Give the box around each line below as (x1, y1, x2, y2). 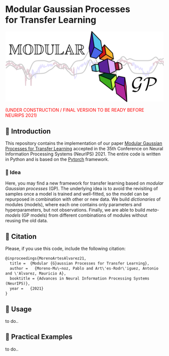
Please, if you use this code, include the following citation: (5, 245, 126, 252)
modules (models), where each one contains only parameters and (5, 202, 142, 208)
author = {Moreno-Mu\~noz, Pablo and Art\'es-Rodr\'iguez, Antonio (10, 266, 158, 271)
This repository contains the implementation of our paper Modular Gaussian (5, 140, 162, 146)
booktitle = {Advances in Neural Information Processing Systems (10, 276, 150, 281)
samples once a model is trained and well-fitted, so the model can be (5, 191, 148, 197)
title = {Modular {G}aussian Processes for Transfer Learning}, (10, 261, 150, 266)
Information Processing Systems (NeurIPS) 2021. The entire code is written (5, 151, 161, 157)
